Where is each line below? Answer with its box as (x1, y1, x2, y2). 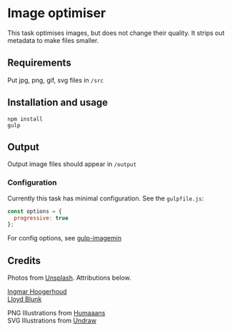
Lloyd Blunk (7, 295, 42, 304)
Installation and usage (7, 96, 109, 108)
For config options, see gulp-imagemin (7, 234, 122, 243)
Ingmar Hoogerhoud (7, 287, 67, 296)
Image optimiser (7, 5, 106, 21)
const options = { (7, 208, 62, 215)
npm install (7, 116, 43, 123)
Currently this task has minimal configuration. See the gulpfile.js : (7, 194, 204, 203)
